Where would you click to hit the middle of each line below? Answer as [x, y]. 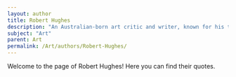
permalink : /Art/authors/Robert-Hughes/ [67, 46]
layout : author [29, 14]
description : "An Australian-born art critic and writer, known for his [116, 27]
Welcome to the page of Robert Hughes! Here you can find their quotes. [111, 66]
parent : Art [25, 40]
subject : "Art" [29, 33]
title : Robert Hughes [39, 20]
